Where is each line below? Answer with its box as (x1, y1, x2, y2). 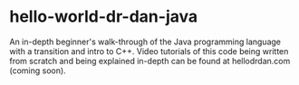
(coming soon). (9, 65, 66, 76)
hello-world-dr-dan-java (9, 6, 198, 27)
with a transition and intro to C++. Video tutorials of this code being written (9, 45, 289, 56)
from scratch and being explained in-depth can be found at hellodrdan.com (9, 55, 291, 66)
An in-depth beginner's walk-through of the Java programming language (9, 36, 282, 47)
